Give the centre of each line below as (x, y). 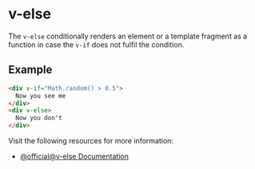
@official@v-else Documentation (74, 156)
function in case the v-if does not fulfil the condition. (96, 44)
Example (30, 70)
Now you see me (41, 96)
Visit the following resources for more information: (91, 141)
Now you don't (39, 118)
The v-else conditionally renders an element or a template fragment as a (128, 36)
